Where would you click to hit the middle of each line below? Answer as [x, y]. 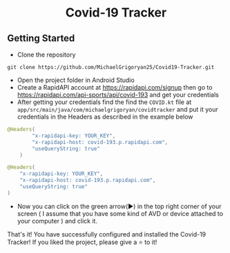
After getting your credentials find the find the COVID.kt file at [104, 102]
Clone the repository [46, 54]
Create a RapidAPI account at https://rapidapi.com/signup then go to [115, 87]
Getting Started [41, 38]
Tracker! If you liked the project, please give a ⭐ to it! [82, 242]
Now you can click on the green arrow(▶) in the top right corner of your [119, 206]
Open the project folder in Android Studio [76, 80]
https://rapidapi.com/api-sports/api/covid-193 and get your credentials [118, 95]
